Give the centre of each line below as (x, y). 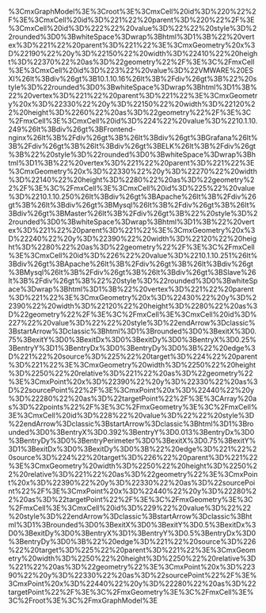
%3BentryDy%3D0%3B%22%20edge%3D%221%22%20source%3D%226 (132, 541)
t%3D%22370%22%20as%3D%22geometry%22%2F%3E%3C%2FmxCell (131, 62)
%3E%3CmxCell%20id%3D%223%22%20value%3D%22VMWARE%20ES (131, 70)
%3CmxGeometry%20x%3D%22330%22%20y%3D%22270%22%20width (133, 171)
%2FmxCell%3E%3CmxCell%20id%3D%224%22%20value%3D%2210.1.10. (133, 121)
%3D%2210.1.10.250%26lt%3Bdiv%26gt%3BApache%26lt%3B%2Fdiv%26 (133, 196)
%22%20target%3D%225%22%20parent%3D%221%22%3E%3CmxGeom (132, 550)
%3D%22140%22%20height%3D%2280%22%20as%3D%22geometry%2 (131, 180)
